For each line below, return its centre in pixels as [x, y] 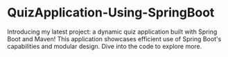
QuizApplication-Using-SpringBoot [111, 13]
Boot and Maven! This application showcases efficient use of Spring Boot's [114, 38]
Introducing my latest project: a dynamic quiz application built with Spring [112, 32]
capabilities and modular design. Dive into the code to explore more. [105, 46]
